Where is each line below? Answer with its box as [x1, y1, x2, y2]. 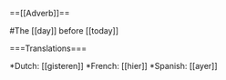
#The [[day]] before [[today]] [9, 25, 118, 35]
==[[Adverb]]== [9, 8, 70, 18]
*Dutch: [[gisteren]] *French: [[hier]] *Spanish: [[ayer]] [9, 61, 218, 71]
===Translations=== [9, 43, 87, 54]
